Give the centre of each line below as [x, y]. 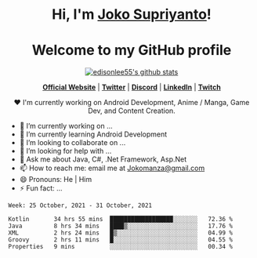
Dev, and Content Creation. [132, 111]
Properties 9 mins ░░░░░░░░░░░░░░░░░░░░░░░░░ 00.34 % [121, 247]
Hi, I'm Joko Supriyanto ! [132, 15]
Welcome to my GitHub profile [132, 51]
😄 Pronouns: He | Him [56, 180]
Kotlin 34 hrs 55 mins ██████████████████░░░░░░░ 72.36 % [121, 220]
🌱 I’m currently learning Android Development [93, 134]
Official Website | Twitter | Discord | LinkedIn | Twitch [132, 87]
